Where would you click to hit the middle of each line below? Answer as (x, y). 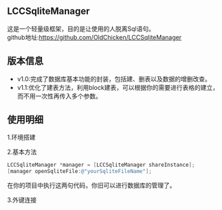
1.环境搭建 (21, 137)
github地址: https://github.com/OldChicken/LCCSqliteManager (95, 37)
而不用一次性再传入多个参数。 (59, 96)
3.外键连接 (22, 200)
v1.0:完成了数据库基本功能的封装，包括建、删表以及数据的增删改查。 (114, 79)
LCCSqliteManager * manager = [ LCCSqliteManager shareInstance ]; (101, 165)
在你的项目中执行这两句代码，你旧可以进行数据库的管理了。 (91, 185)
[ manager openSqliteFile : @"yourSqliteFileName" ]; (80, 172)
